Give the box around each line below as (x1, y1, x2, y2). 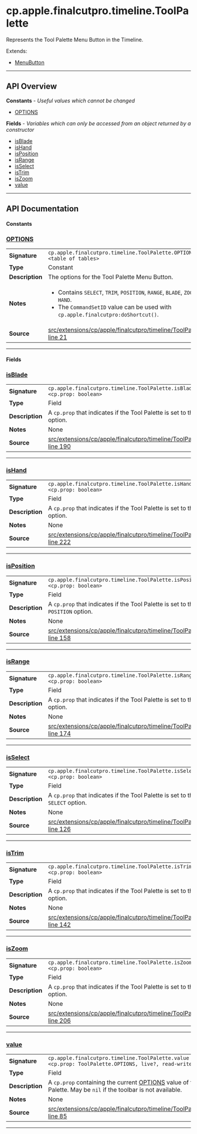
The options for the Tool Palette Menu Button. (47, 273, 174, 281)
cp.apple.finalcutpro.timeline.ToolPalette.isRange (47, 672, 195, 679)
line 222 (47, 538, 72, 546)
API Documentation (6, 204, 79, 214)
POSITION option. (47, 607, 93, 615)
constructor (6, 126, 35, 133)
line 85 (47, 1112, 67, 1120)
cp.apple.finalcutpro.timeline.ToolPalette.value (47, 1055, 189, 1061)
